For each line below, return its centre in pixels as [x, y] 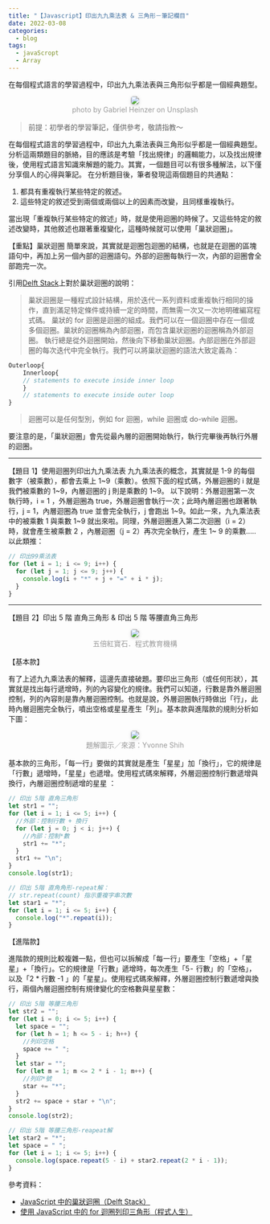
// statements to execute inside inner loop [98, 380]
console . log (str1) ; [41, 874]
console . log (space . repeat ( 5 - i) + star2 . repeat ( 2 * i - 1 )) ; [122, 1161]
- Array [29, 61]
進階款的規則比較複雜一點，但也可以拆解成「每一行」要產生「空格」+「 [127, 959]
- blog [27, 38]
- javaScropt [37, 53]
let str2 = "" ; [34, 1012]
